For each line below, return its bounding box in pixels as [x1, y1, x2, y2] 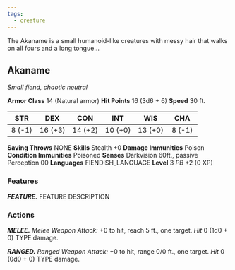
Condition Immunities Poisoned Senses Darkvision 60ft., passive [7, 151, 199, 160]
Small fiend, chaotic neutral [7, 83, 88, 92]
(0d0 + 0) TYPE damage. [7, 254, 80, 263]
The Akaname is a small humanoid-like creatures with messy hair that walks [7, 36, 228, 45]
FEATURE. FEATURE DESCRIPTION [7, 192, 110, 201]
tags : [7, 10, 23, 18]
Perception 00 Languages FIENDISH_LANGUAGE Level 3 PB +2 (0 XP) [7, 158, 213, 167]
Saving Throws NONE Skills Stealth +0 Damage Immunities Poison [7, 143, 205, 152]
